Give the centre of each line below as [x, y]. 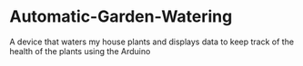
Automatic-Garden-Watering [121, 17]
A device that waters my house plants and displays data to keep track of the [151, 42]
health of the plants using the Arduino [80, 51]
